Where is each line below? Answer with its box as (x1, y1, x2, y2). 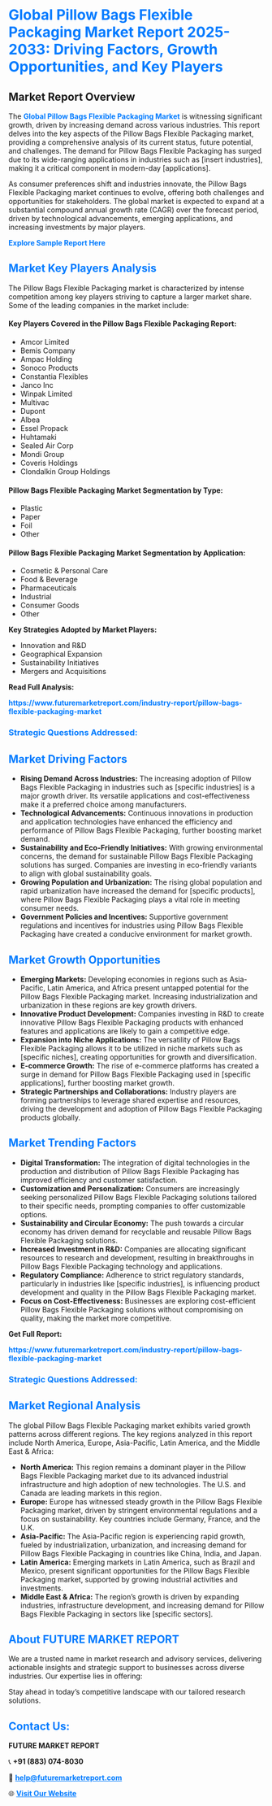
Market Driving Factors (8, 752, 127, 766)
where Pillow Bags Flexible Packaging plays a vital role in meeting (19, 894, 240, 904)
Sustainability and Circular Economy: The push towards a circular (19, 1218, 244, 1228)
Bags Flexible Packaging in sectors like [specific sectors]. (19, 1608, 214, 1619)
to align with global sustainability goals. (19, 868, 153, 879)
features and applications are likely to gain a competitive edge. (19, 1026, 231, 1036)
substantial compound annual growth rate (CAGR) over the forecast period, (8, 205, 260, 215)
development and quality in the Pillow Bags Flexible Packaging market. (19, 1287, 257, 1297)
